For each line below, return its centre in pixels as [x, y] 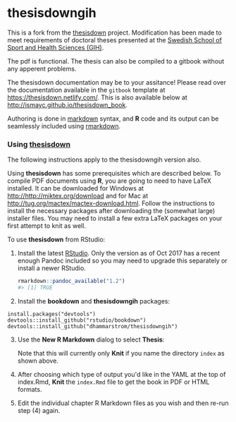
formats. [30, 389]
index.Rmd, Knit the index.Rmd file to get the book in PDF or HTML [113, 382]
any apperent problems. [42, 68]
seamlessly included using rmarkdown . [64, 126]
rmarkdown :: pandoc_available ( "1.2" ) [71, 281]
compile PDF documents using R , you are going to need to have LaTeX [109, 181]
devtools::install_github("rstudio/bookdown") [77, 320]
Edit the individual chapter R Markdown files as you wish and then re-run [123, 403]
